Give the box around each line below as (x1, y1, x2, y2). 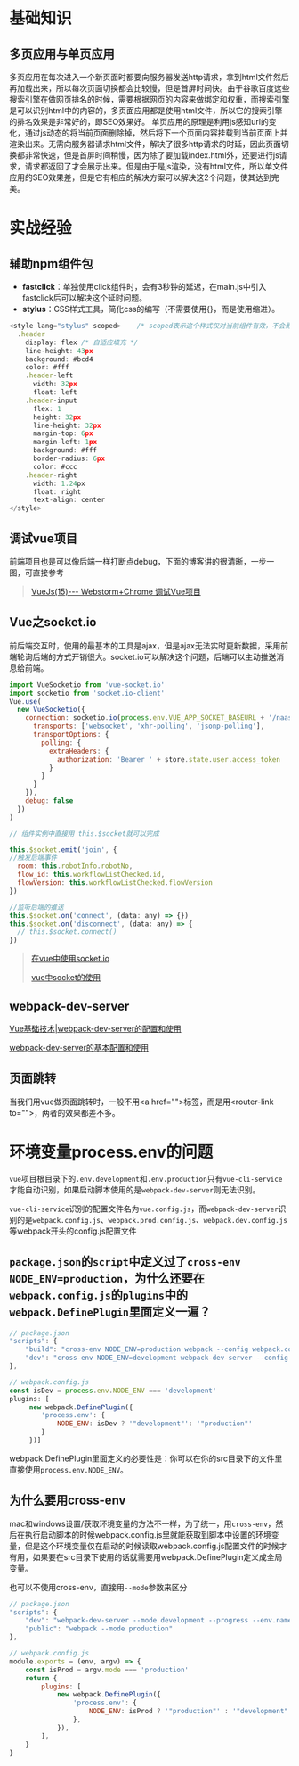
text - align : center (32, 496, 105, 505)
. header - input (25, 396, 77, 405)
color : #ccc (32, 462, 77, 471)
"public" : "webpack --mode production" (25, 1624, 174, 1633)
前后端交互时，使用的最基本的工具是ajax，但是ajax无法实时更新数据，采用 (9, 640, 281, 651)
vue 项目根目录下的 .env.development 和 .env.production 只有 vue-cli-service (9, 1173, 283, 1184)
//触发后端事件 (9, 854, 58, 862)
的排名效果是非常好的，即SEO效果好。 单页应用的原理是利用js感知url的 (9, 117, 269, 127)
